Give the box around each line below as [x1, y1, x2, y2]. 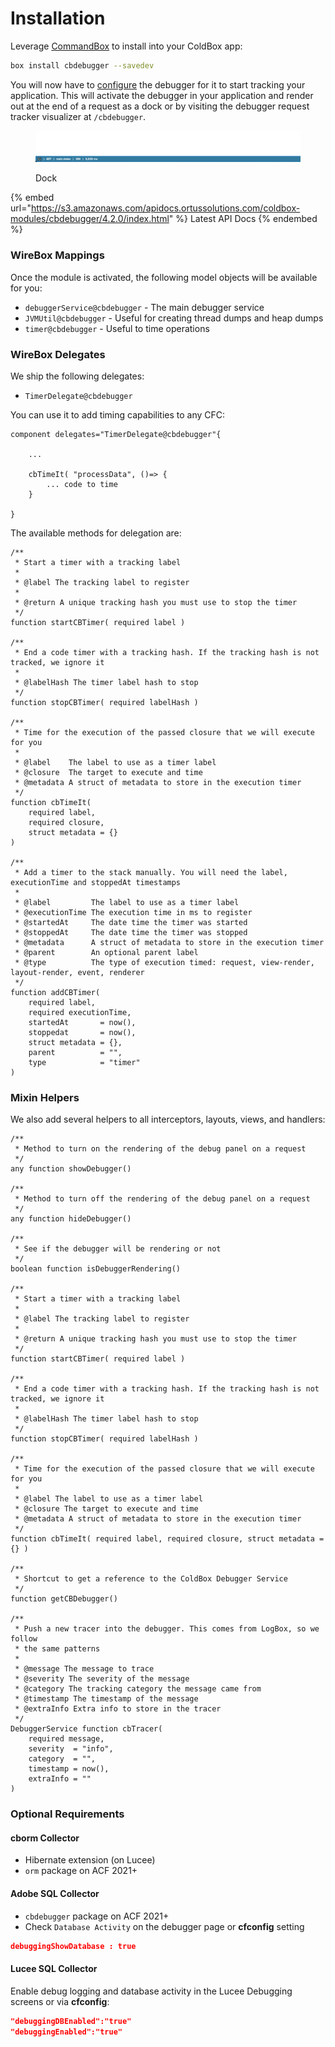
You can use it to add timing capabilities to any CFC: [10, 408, 226, 421]
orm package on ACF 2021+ [24, 1865, 138, 1877]
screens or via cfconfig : [10, 1995, 110, 2007]
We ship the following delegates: [10, 370, 145, 382]
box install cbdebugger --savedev [10, 60, 155, 71]
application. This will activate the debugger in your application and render [10, 89, 314, 101]
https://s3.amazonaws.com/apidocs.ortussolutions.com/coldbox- [30, 202, 301, 214]
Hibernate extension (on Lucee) [24, 1854, 156, 1866]
